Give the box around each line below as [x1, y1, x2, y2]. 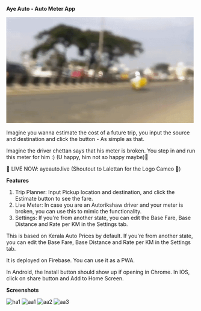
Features [6, 177, 29, 184]
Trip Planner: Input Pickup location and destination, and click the [14, 189, 175, 195]
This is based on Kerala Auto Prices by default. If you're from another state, [6, 232, 193, 239]
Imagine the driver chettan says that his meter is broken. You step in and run [6, 147, 196, 154]
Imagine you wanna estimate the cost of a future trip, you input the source [6, 129, 190, 136]
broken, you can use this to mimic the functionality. [14, 208, 142, 215]
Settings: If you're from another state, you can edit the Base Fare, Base [14, 214, 191, 221]
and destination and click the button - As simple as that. [6, 136, 144, 142]
